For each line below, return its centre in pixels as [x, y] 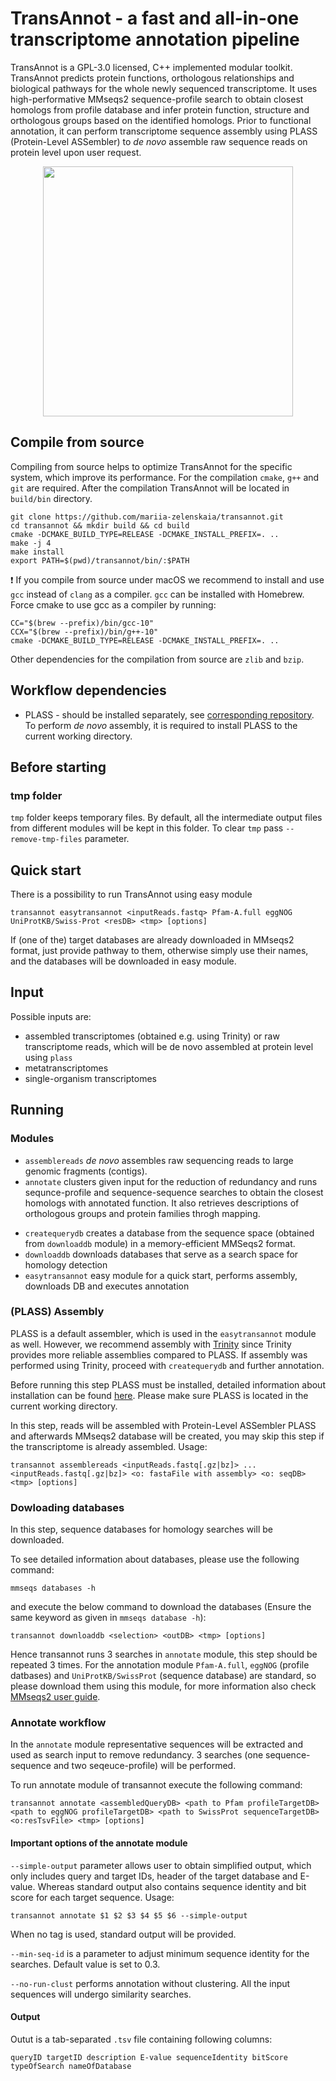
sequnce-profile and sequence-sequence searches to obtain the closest [174, 1192]
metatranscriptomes [66, 1068]
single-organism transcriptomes [90, 1078]
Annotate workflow [58, 1723]
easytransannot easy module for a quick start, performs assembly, [161, 1275]
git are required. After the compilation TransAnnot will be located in [150, 488]
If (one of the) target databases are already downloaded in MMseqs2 [152, 940]
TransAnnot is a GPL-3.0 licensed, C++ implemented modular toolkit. [151, 67]
